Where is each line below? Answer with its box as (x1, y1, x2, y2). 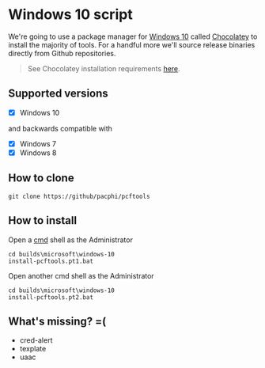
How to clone (8, 172, 74, 185)
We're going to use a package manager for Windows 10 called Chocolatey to (8, 32, 258, 41)
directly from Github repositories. (8, 48, 116, 58)
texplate (19, 344, 47, 354)
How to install (8, 214, 78, 227)
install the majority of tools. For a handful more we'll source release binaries (8, 40, 256, 49)
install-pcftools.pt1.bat (8, 257, 93, 265)
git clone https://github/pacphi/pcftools (8, 192, 150, 200)
